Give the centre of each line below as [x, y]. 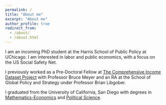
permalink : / [19, 10]
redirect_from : [21, 28]
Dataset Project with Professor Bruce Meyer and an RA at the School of [78, 77]
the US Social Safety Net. [31, 62]
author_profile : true [28, 24]
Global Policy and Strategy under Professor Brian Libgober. [66, 82]
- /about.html [24, 38]
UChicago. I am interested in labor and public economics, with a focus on [80, 57]
